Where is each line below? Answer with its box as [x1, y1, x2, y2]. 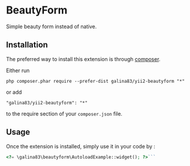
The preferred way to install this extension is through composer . [6, 55, 161, 62]
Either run [6, 67, 30, 74]
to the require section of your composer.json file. [6, 110, 123, 117]
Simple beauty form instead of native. [6, 23, 97, 30]
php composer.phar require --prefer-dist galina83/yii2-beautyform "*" [6, 78, 185, 84]
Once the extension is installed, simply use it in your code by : [6, 143, 155, 150]
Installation [6, 40, 48, 50]
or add [6, 89, 22, 96]
